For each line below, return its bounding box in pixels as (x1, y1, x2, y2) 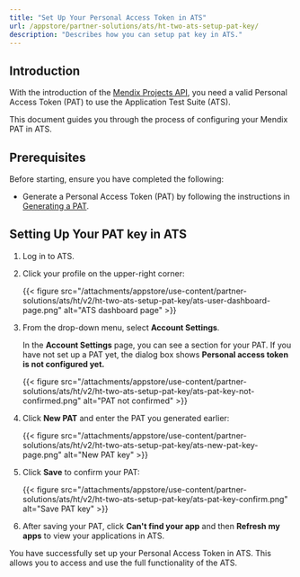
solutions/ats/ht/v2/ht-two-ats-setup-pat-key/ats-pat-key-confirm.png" (22, 493, 288, 504)
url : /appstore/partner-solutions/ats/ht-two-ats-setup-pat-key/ (9, 22, 259, 31)
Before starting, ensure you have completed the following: (9, 174, 225, 185)
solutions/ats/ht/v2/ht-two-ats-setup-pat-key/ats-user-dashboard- (22, 294, 271, 306)
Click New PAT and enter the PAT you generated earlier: (22, 412, 230, 423)
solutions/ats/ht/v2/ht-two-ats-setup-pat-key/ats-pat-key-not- (22, 385, 255, 396)
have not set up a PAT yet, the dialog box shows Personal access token (22, 348, 289, 360)
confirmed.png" (22, 395, 82, 406)
